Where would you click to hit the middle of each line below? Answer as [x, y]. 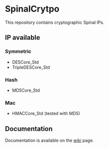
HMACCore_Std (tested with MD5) [46, 114]
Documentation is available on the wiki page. [49, 140]
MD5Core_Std [26, 90]
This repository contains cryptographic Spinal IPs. [55, 22]
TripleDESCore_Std [31, 67]
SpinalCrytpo [32, 9]
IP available [22, 38]
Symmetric [18, 51]
